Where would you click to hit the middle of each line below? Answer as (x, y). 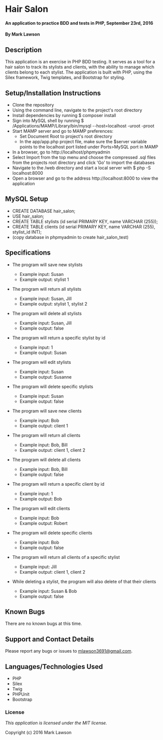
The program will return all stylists (47, 289)
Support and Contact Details (50, 639)
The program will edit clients (41, 508)
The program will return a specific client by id (58, 484)
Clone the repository (33, 105)
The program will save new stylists (47, 265)
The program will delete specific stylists (53, 387)
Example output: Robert (44, 523)
